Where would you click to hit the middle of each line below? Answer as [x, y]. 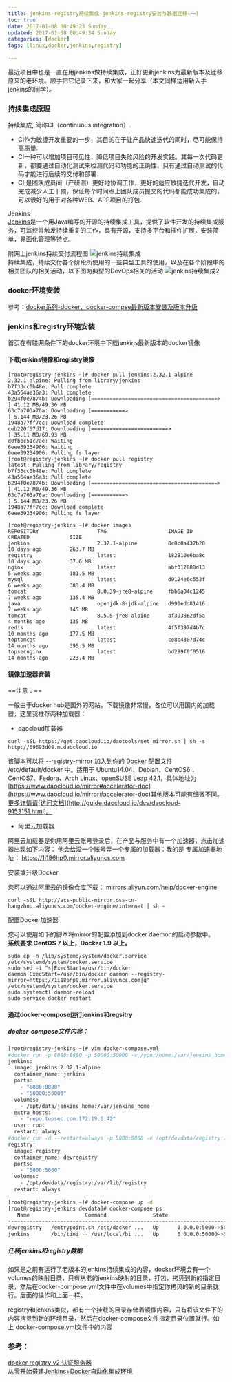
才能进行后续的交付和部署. [61, 174]
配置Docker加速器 [33, 920]
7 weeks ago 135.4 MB [51, 598]
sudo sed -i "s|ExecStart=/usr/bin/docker [70, 968]
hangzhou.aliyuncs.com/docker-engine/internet [76, 906]
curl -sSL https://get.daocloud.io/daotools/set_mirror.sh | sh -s [107, 742]
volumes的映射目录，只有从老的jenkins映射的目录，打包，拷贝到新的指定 [112, 1278]
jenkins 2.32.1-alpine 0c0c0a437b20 [107, 544]
